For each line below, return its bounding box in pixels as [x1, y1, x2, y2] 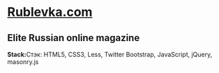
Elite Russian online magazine [7, 32, 140, 44]
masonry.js [7, 58, 39, 66]
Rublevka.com [7, 4, 93, 20]
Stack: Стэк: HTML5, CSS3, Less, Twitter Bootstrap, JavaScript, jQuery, [7, 50, 213, 58]
